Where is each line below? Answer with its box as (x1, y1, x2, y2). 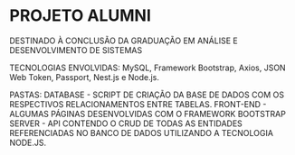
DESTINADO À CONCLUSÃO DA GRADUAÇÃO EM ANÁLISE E (9, 35, 238, 46)
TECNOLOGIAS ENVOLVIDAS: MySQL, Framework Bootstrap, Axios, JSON (9, 62, 287, 73)
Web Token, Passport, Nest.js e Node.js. (9, 71, 160, 82)
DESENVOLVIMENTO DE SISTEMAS (9, 44, 143, 55)
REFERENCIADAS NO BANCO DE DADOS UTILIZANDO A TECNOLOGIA (9, 127, 274, 138)
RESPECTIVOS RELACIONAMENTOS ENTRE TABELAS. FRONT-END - (9, 98, 267, 109)
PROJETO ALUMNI (9, 5, 152, 26)
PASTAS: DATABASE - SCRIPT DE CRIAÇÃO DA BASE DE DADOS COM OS (9, 89, 285, 100)
